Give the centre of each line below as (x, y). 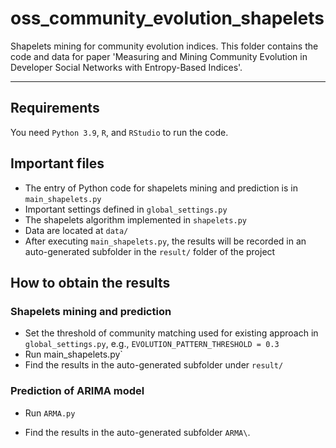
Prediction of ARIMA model (77, 391)
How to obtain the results (90, 282)
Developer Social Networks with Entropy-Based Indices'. (126, 67)
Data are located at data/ (76, 230)
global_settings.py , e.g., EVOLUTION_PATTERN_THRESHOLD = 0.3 (152, 344)
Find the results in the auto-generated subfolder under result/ (154, 365)
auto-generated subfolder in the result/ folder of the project (150, 251)
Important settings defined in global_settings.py (126, 209)
